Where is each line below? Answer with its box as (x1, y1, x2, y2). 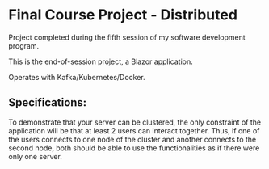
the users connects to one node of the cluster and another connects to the (8, 134, 257, 144)
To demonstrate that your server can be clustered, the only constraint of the (8, 117, 261, 127)
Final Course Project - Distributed (8, 6, 238, 24)
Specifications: (8, 95, 87, 110)
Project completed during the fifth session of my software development (8, 32, 246, 42)
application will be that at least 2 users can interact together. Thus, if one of (8, 125, 260, 135)
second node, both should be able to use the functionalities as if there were (8, 143, 260, 153)
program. (8, 40, 40, 50)
